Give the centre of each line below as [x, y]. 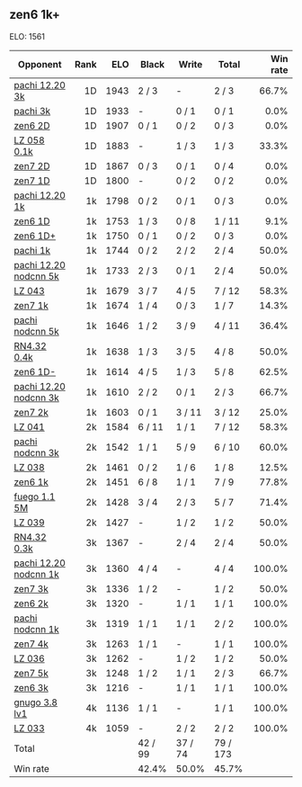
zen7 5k [31, 673]
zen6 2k [31, 604]
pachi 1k [32, 250]
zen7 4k [31, 644]
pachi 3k [32, 111]
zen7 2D [32, 165]
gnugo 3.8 [36, 702]
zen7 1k [31, 305]
